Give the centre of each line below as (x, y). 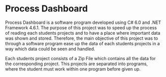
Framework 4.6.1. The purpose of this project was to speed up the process (81, 27)
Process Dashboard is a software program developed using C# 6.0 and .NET (83, 22)
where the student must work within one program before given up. (73, 69)
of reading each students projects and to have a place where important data (83, 33)
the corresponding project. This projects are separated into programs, (77, 64)
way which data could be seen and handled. (50, 49)
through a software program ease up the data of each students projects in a (83, 43)
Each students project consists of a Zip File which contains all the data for (81, 58)
